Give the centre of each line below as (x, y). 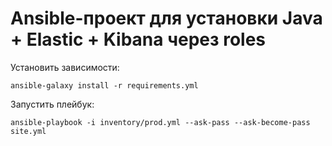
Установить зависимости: (65, 67)
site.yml (28, 131)
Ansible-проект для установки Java (166, 18)
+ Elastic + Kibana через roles (138, 39)
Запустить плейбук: (52, 104)
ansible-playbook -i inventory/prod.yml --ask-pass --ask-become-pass (160, 122)
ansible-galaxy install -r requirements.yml (104, 85)
